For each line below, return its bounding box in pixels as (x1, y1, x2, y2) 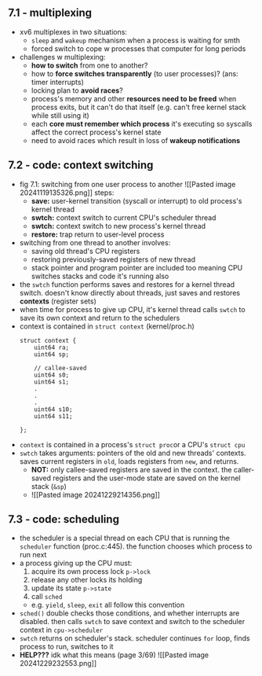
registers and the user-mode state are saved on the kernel (52, 473, 241, 483)
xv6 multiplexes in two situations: (19, 27, 128, 36)
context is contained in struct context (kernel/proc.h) (19, 321, 195, 331)
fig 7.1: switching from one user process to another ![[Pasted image (19, 179, 236, 189)
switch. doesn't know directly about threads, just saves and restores (19, 288, 241, 297)
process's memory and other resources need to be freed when (31, 94, 237, 103)
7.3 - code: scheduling (8, 513, 120, 526)
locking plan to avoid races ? (31, 86, 123, 95)
